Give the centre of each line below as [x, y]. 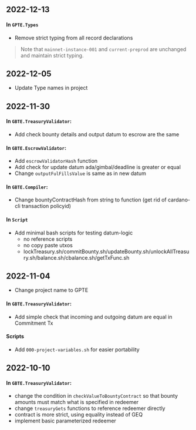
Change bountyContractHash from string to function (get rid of [90, 200]
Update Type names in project [51, 88]
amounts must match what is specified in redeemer [77, 402]
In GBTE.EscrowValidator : [36, 148]
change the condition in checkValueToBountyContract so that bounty [96, 396]
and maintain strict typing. [52, 55]
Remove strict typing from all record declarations [74, 38]
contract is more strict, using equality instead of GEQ [78, 415]
